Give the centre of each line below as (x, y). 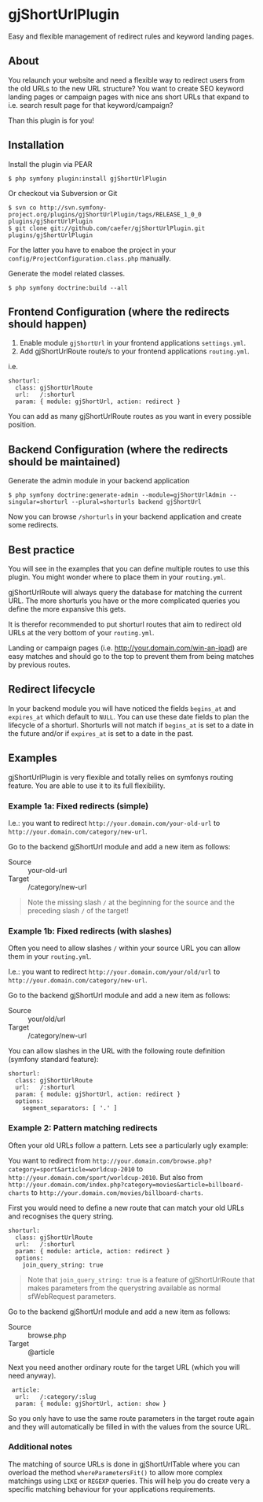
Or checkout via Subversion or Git (63, 193)
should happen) (47, 324)
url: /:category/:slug (56, 1397)
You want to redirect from (49, 1160)
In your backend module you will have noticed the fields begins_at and (122, 708)
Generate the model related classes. (67, 273)
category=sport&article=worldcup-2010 (71, 1169)
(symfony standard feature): (53, 1060)
